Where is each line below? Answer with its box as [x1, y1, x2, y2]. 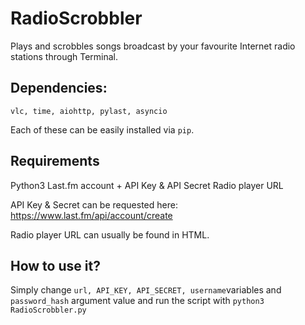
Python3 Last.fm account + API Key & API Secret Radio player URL [10, 179, 284, 191]
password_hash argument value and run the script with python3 [10, 295, 265, 307]
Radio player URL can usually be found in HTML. [10, 228, 210, 241]
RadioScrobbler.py [10, 305, 87, 316]
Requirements [10, 153, 100, 170]
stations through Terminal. [10, 50, 119, 62]
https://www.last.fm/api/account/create [10, 209, 173, 221]
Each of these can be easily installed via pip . [10, 123, 195, 136]
